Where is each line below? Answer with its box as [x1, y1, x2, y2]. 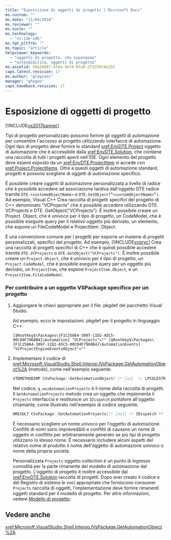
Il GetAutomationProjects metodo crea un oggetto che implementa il [12, 390, 155, 396]
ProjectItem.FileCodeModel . [5, 271, 64, 277]
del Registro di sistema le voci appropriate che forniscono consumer [12, 479, 156, 485]
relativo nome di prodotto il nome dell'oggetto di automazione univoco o [12, 442, 164, 449]
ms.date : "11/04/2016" [5, 17, 53, 22]
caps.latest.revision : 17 [5, 69, 60, 75]
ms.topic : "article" [5, 45, 49, 51]
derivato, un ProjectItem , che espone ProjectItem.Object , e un [5, 266, 138, 272]
